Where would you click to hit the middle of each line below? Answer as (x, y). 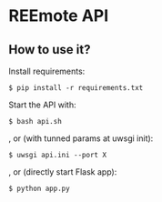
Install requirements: (47, 71)
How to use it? (50, 50)
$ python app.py (39, 188)
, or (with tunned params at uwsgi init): (81, 138)
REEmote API (59, 16)
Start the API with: (42, 105)
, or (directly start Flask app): (63, 172)
